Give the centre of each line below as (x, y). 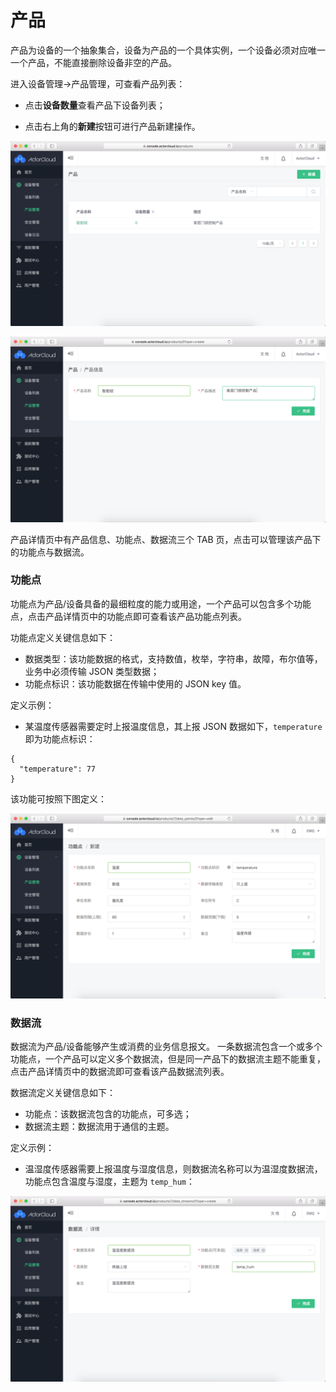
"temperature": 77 (58, 769)
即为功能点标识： (60, 738)
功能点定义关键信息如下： (63, 637)
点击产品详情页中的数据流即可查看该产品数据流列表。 (120, 1072)
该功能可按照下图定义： (58, 798)
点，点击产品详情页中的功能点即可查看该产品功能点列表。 (128, 616)
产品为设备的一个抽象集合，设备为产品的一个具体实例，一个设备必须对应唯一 (168, 50)
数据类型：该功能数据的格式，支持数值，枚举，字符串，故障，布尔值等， (173, 658)
